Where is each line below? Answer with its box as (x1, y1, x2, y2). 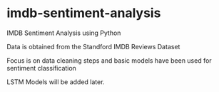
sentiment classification (6, 63, 76, 72)
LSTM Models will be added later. (6, 77, 105, 86)
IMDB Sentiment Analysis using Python (6, 29, 121, 37)
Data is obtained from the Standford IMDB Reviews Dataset (6, 42, 180, 51)
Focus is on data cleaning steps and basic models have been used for (6, 56, 212, 65)
